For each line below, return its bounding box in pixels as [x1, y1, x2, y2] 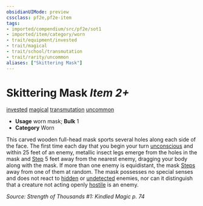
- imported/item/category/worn [6, 32, 85, 38]
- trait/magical [6, 43, 47, 49]
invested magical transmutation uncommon [6, 106, 115, 113]
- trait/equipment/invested [6, 37, 78, 43]
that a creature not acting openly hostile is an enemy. [6, 181, 139, 188]
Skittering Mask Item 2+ [6, 86, 130, 100]
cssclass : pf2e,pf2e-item [6, 15, 72, 21]
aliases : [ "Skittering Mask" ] [6, 60, 83, 66]
